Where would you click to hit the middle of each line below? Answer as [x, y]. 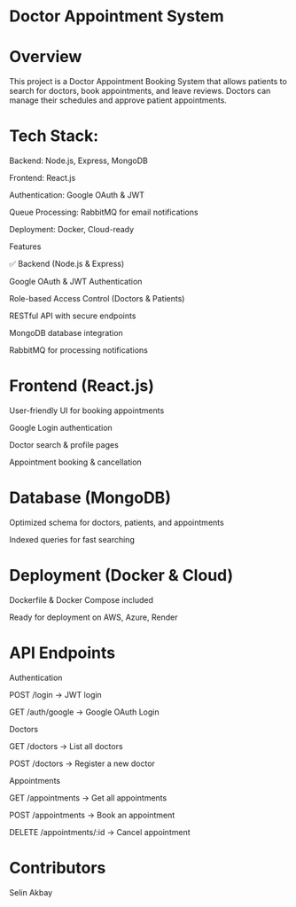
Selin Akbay [31, 892]
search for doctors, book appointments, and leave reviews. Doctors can [140, 91]
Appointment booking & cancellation [75, 462]
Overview [46, 57]
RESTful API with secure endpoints [73, 316]
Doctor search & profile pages [64, 445]
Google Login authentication [61, 428]
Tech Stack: [54, 136]
